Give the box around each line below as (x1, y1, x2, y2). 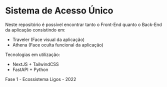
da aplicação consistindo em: (5, 26, 66, 32)
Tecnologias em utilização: (5, 51, 60, 57)
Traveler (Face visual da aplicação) (12, 36, 85, 42)
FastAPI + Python (12, 66, 48, 72)
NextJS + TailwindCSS (12, 61, 59, 67)
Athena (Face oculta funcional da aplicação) (12, 41, 103, 47)
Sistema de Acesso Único (5, 5, 113, 16)
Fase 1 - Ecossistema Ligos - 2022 (5, 76, 76, 82)
